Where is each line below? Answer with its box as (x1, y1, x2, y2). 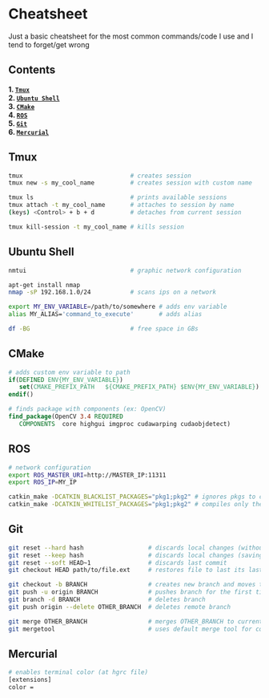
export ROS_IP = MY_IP (8, 478, 78, 486)
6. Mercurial (8, 127, 50, 136)
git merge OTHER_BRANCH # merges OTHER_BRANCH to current (8, 617, 263, 626)
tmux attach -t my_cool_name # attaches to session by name (8, 201, 235, 209)
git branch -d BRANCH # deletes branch (8, 595, 206, 604)
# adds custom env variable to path (8, 368, 130, 376)
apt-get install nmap (8, 281, 81, 289)
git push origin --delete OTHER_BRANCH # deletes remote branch (8, 603, 231, 611)
